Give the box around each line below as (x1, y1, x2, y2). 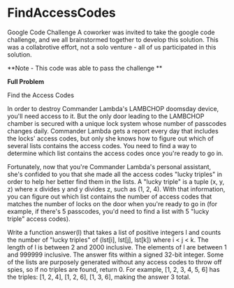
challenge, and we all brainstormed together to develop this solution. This (7, 35, 219, 43)
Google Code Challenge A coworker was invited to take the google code (7, 28, 215, 36)
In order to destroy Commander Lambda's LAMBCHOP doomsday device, (7, 104, 219, 113)
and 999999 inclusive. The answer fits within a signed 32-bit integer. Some (7, 250, 224, 259)
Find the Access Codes (7, 91, 75, 99)
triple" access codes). (7, 215, 71, 223)
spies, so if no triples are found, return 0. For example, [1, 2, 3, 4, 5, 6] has (7, 265, 220, 273)
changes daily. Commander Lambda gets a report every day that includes (7, 127, 219, 135)
